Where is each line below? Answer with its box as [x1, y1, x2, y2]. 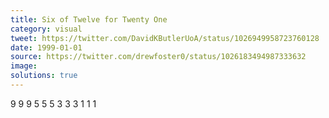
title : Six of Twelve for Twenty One [10, 14, 168, 25]
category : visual [10, 24, 83, 34]
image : [10, 61, 38, 71]
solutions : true [10, 71, 78, 81]
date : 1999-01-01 [10, 42, 83, 53]
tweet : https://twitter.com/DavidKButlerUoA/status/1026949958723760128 [10, 33, 320, 43]
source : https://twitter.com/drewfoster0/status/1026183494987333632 [10, 52, 307, 62]
